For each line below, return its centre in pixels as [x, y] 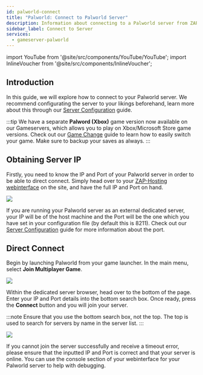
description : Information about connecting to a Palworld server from [97, 23]
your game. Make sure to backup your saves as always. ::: [79, 141]
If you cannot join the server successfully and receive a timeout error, [93, 346]
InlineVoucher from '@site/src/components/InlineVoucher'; [79, 63]
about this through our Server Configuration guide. [69, 110]
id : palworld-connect [34, 12]
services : [19, 34]
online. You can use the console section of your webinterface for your [93, 359]
